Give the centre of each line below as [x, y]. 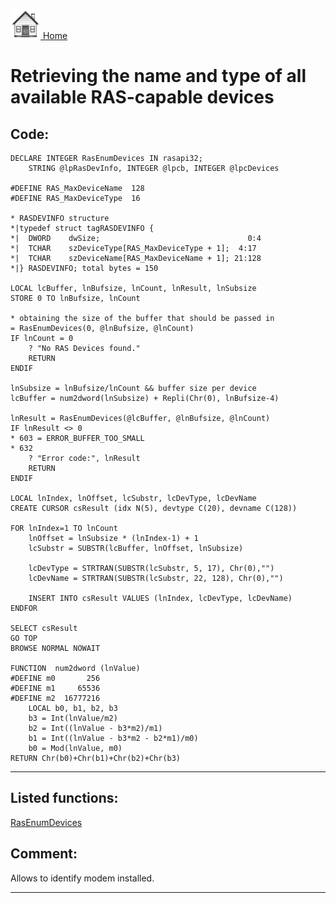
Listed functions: [64, 798]
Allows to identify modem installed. [82, 878]
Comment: [44, 854]
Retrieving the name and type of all [158, 76]
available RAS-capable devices [142, 97]
